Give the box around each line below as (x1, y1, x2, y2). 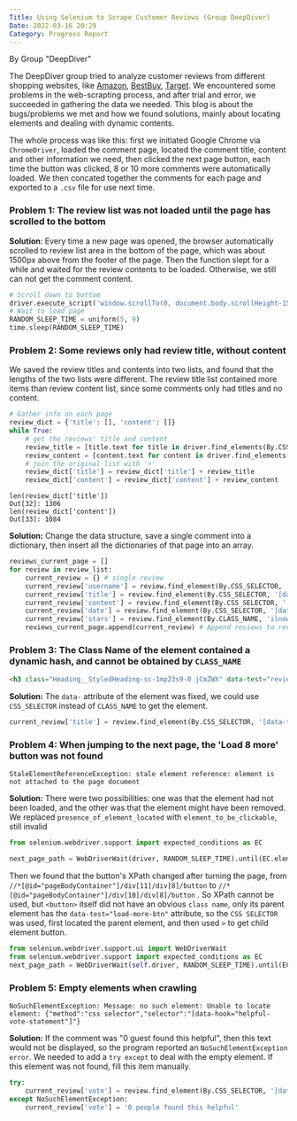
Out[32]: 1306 (9, 500, 62, 509)
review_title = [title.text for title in (25, 442, 179, 452)
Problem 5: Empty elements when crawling (9, 981, 197, 993)
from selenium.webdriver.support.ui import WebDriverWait (9, 945, 227, 954)
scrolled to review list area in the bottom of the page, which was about (9, 245, 265, 255)
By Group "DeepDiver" (9, 54, 92, 65)
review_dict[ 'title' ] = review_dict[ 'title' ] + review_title (25, 467, 255, 477)
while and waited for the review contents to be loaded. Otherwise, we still (9, 263, 277, 275)
